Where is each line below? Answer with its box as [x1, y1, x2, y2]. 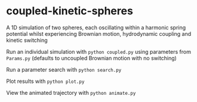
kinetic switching [6, 36, 48, 44]
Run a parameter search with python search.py [6, 66, 122, 73]
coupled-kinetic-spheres [6, 4, 133, 18]
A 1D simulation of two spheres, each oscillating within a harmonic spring [6, 24, 186, 31]
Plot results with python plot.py [6, 78, 85, 85]
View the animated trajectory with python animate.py [6, 89, 136, 96]
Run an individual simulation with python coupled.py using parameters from [6, 48, 191, 55]
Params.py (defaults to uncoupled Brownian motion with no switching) [6, 54, 177, 61]
